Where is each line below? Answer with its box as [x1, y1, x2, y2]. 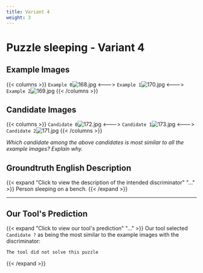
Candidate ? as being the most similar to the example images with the [6, 231, 179, 238]
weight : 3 [6, 15, 31, 21]
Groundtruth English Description [6, 163, 132, 173]
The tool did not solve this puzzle [6, 249, 98, 255]
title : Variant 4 [6, 8, 50, 15]
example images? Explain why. [6, 145, 83, 153]
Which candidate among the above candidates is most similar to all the [6, 139, 184, 146]
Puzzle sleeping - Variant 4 [6, 41, 145, 54]
